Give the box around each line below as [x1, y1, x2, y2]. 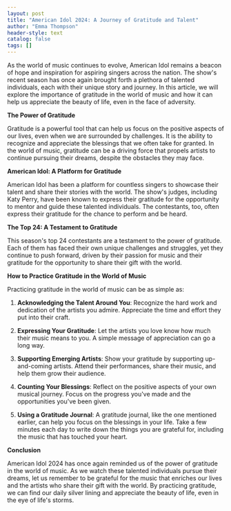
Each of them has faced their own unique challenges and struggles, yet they [7, 244, 224, 252]
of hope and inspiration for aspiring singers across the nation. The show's [7, 68, 217, 77]
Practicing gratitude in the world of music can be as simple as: [7, 285, 185, 293]
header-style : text [7, 29, 63, 37]
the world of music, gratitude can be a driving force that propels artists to [7, 146, 216, 154]
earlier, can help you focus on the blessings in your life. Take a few [17, 418, 207, 426]
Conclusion [7, 446, 41, 454]
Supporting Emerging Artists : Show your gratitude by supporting [17, 354, 204, 363]
